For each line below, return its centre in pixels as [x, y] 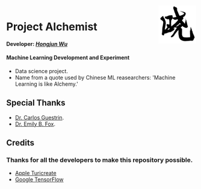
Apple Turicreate [36, 173]
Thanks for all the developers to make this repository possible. [100, 160]
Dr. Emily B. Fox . [35, 124]
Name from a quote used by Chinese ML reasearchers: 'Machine [95, 77]
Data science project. [41, 71]
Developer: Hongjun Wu [37, 43]
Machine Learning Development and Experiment [68, 58]
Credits [20, 143]
